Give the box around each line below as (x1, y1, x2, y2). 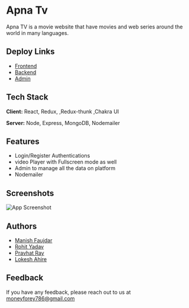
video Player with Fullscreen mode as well (14, 158, 117, 166)
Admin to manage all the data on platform (14, 165, 116, 172)
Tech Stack (6, 92, 48, 102)
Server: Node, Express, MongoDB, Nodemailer (6, 119, 120, 126)
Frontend (14, 62, 37, 69)
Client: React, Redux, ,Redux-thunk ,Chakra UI (6, 108, 119, 115)
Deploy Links (6, 47, 55, 57)
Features (6, 136, 40, 146)
